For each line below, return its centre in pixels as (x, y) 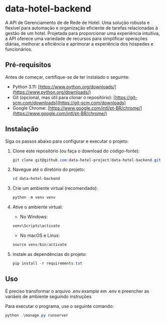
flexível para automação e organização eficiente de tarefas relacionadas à (81, 28)
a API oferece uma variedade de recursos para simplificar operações (76, 39)
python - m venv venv (34, 198)
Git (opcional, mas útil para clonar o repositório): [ (64, 97)
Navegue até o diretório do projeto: (49, 170)
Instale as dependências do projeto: (49, 254)
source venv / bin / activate (39, 245)
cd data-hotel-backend (36, 179)
